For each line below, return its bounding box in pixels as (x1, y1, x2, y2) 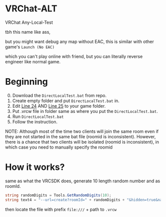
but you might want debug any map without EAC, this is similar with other (5, 38, 154, 45)
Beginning (5, 76, 48, 87)
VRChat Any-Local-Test (5, 19, 53, 25)
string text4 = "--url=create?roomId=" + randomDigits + (5, 197, 125, 202)
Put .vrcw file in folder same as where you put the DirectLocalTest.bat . (12, 108, 158, 114)
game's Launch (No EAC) (5, 44, 55, 50)
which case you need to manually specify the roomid (5, 144, 113, 150)
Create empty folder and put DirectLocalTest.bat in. (12, 98, 120, 104)
